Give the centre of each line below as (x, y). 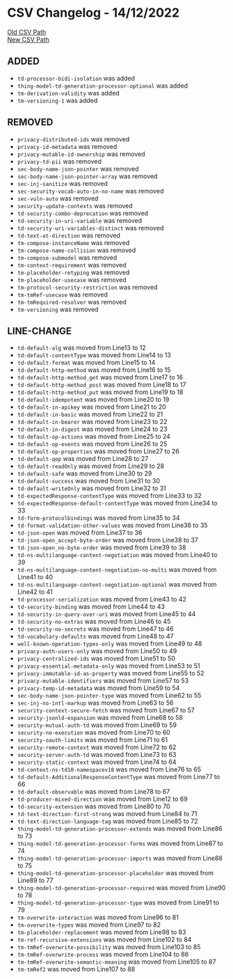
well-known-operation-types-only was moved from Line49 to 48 (110, 644)
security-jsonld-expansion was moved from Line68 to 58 (100, 718)
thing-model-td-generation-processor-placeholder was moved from (115, 873)
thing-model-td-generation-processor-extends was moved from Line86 (120, 829)
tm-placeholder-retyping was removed (73, 272)
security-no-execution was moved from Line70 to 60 (94, 733)
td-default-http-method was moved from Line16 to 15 (94, 370)
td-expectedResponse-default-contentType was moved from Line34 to (117, 503)
